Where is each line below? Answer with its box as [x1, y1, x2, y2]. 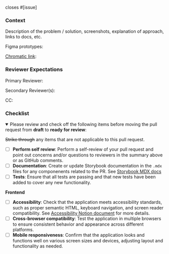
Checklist [5, 110, 29, 117]
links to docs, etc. [5, 34, 42, 40]
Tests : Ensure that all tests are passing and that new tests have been [12, 174, 156, 180]
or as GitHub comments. [12, 157, 64, 163]
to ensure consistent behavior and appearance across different [12, 221, 144, 227]
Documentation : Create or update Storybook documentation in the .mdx [12, 162, 162, 168]
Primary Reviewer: [5, 77, 43, 83]
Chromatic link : [5, 53, 37, 60]
